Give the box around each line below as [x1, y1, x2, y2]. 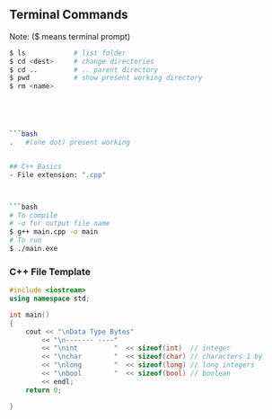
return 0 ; [25, 386, 63, 395]
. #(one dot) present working [9, 138, 130, 147]
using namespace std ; [9, 294, 91, 304]
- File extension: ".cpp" [9, 170, 106, 179]
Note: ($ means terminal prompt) [9, 31, 131, 41]
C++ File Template [9, 265, 92, 278]
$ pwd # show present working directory [9, 74, 203, 83]
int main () [9, 310, 50, 319]
